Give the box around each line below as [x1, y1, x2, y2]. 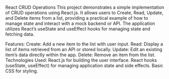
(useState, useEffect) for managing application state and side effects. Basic [5, 63, 164, 68]
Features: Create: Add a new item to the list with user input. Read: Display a [5, 41, 163, 47]
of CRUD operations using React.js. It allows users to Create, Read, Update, [5, 10, 164, 16]
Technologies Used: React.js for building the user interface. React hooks [5, 57, 157, 63]
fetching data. [5, 31, 35, 37]
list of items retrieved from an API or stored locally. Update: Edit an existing [5, 47, 163, 52]
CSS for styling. [5, 68, 38, 74]
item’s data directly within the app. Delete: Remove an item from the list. [5, 52, 156, 58]
